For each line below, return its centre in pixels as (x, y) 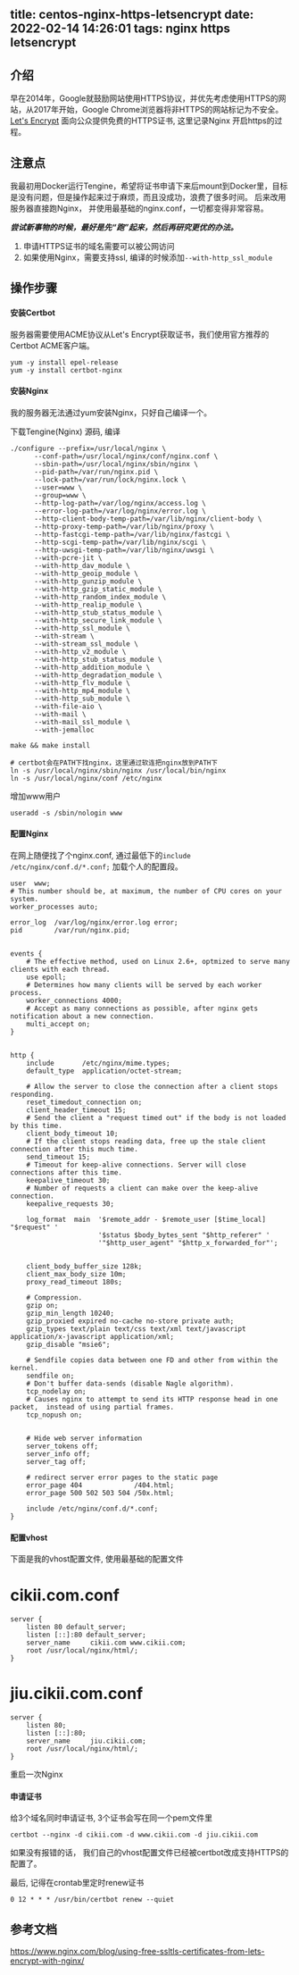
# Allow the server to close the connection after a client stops (152, 1087)
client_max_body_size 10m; (76, 1275)
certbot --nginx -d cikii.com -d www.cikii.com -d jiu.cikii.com (134, 1835)
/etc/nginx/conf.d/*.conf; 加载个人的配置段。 (96, 866)
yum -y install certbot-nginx (66, 370)
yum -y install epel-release (64, 362)
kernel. (25, 1368)
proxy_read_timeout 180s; (75, 1282)
